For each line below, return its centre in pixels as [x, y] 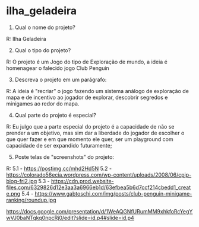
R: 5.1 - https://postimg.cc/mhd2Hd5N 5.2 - [59, 168]
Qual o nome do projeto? [45, 27]
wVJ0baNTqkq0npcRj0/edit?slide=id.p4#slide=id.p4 [70, 218]
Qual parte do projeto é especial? [55, 115]
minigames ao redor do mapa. [43, 103]
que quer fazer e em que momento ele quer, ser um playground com [90, 139]
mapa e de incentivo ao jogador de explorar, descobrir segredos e [87, 97]
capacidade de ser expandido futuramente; [59, 145]
